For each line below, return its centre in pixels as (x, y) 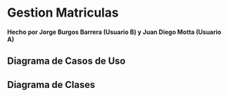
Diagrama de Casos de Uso (66, 61)
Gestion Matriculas (63, 13)
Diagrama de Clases (51, 85)
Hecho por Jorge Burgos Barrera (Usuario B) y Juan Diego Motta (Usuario (114, 32)
